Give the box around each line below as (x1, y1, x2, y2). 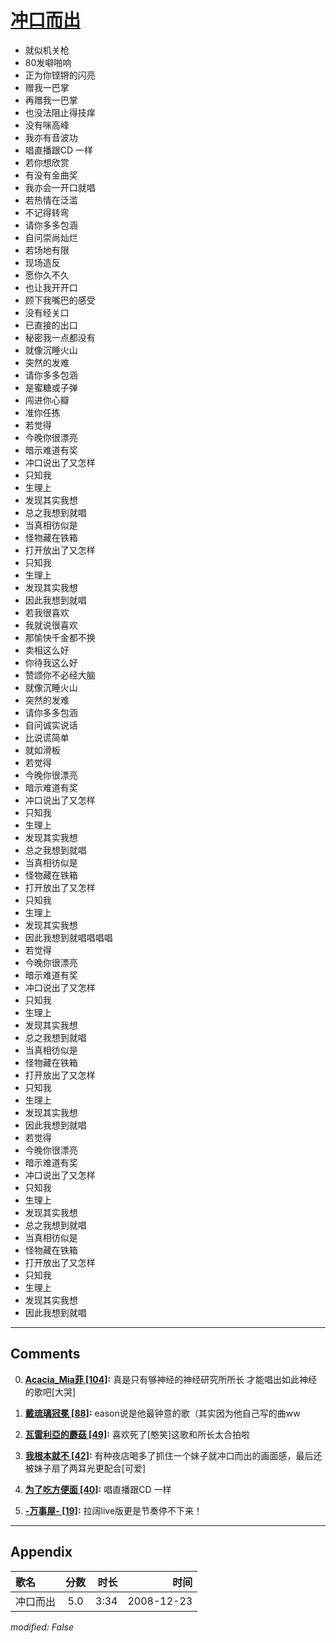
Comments (10, 1346, 81, 1363)
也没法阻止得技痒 (24, 106, 96, 118)
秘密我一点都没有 (24, 331, 96, 343)
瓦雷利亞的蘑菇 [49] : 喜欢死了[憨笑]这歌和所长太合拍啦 (24, 1428, 251, 1440)
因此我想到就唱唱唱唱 (24, 931, 113, 943)
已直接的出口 (24, 319, 78, 331)
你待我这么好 (24, 656, 78, 668)
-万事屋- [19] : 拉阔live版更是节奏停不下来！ (24, 1504, 203, 1516)
